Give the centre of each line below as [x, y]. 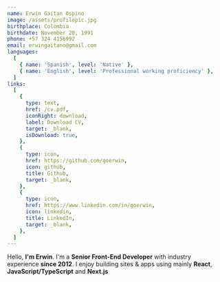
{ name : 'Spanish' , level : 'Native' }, [77, 65]
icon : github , [46, 167]
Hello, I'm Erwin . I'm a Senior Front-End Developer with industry [99, 257]
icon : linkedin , [48, 212]
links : [16, 84]
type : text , [42, 103]
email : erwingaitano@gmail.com [52, 45]
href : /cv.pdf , [47, 109]
